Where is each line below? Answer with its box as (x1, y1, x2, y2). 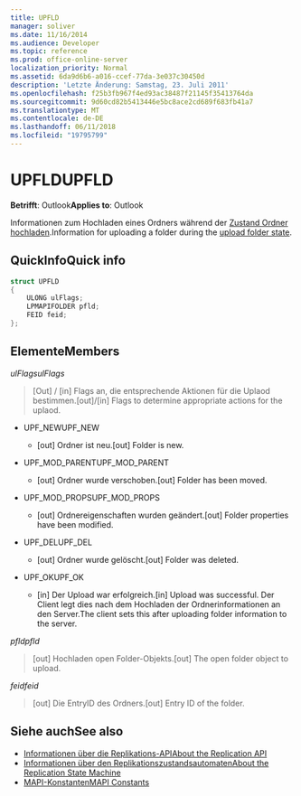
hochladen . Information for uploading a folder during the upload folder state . (10, 227, 293, 238)
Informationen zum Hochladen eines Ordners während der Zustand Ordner (10, 217, 288, 228)
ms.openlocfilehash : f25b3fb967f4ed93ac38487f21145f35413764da (10, 89, 254, 98)
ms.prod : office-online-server (10, 55, 128, 64)
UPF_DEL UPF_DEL (23, 537, 93, 548)
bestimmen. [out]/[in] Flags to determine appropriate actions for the (32, 395, 283, 406)
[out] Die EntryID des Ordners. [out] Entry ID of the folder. (32, 698, 245, 708)
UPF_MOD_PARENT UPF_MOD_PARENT (23, 457, 170, 468)
